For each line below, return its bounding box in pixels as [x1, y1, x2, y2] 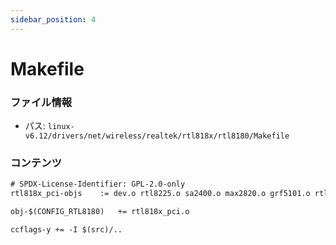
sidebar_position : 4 [10, 14, 97, 25]
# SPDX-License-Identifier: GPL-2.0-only [10, 179, 186, 190]
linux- [47, 122, 75, 132]
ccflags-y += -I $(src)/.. [10, 225, 123, 235]
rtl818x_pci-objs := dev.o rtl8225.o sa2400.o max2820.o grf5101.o [10, 189, 311, 199]
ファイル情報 [10, 95, 73, 109]
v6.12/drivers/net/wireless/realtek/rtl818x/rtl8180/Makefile [24, 131, 290, 141]
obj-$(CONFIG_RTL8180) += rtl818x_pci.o [10, 207, 190, 217]
